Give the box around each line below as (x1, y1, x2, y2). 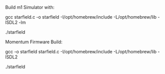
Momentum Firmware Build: (5, 39, 63, 45)
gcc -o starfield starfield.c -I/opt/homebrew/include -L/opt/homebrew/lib (5, 49, 157, 54)
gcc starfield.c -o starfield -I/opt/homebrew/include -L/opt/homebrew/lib (5, 14, 157, 20)
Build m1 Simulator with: (5, 5, 55, 10)
